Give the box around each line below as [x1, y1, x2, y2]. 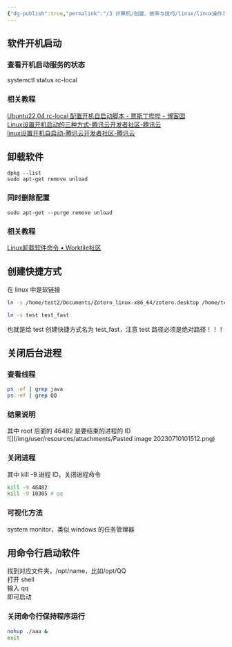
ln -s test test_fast [7, 312, 70, 319]
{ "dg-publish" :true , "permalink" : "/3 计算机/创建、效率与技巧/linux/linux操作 [7, 10, 223, 17]
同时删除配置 [7, 193, 50, 203]
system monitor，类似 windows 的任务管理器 [7, 525, 135, 533]
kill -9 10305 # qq [7, 490, 64, 498]
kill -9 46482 [7, 484, 48, 491]
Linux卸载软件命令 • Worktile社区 [7, 243, 101, 252]
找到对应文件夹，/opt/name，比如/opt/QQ [7, 567, 126, 575]
